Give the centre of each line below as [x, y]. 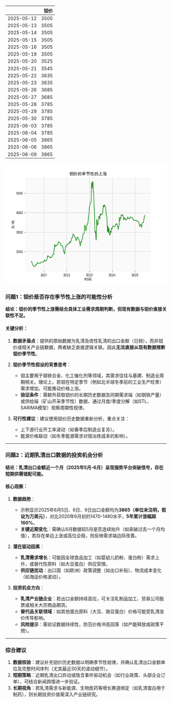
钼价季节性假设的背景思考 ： [42, 364]
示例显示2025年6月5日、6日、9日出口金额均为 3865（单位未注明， [91, 510]
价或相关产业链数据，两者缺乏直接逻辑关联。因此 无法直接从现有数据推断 [89, 347]
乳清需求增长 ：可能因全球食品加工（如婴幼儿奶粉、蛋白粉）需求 [88, 557]
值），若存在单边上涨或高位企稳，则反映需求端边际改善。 [80, 536]
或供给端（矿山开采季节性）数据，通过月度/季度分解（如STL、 [86, 401]
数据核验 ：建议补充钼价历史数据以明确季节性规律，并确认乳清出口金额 [87, 662]
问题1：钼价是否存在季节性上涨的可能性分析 [59, 297]
